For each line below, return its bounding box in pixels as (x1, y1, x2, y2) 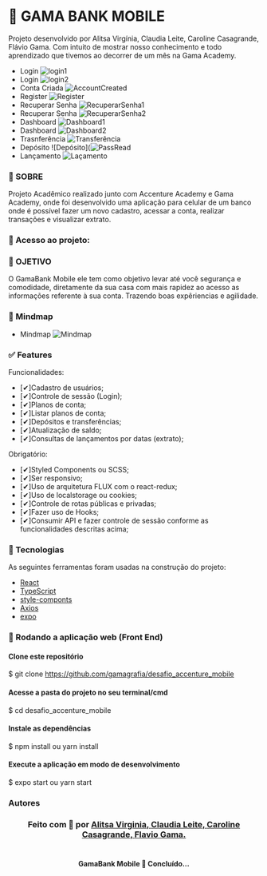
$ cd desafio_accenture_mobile (8, 705, 112, 715)
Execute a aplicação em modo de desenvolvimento (8, 759, 181, 770)
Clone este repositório (8, 651, 84, 661)
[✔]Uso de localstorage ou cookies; (19, 491, 138, 500)
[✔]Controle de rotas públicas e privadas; (19, 499, 157, 508)
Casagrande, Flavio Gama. (81, 829, 187, 840)
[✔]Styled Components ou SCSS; (19, 465, 129, 475)
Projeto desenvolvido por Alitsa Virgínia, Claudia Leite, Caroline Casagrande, (8, 34, 259, 43)
